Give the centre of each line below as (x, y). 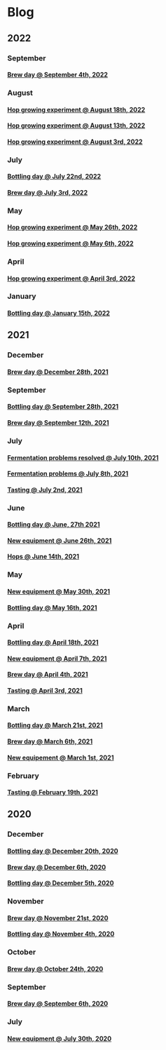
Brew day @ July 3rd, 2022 (48, 192)
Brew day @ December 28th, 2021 (58, 372)
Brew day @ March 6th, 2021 (50, 741)
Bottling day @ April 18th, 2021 (53, 642)
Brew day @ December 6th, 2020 (57, 867)
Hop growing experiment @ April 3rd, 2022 (71, 278)
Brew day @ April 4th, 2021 (48, 675)
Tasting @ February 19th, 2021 (53, 793)
